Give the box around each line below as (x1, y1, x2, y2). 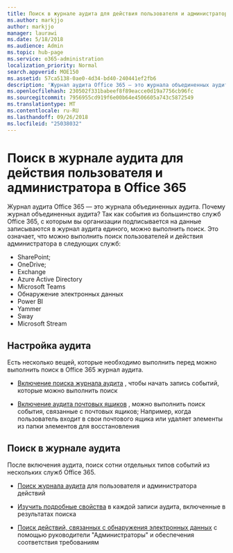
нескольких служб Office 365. (7, 468, 96, 476)
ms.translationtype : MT (7, 101, 76, 108)
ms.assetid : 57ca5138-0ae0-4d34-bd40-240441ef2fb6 (7, 74, 157, 82)
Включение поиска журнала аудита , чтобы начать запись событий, (17, 379, 220, 387)
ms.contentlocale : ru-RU (7, 107, 79, 114)
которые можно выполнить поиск (17, 387, 118, 395)
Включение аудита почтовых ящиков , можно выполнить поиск (17, 400, 206, 408)
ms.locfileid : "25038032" (7, 120, 82, 127)
